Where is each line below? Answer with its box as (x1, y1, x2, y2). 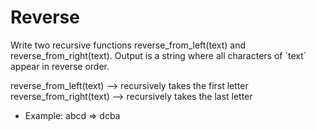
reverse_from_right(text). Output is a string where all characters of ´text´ (10, 49, 307, 61)
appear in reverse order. (10, 60, 110, 72)
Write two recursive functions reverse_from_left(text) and (10, 39, 246, 51)
